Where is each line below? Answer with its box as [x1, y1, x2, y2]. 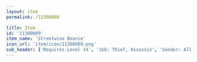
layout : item [6, 8, 38, 15]
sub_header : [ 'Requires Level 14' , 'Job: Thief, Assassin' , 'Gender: [6, 47, 182, 53]
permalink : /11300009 [6, 14, 60, 20]
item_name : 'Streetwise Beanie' [6, 36, 86, 42]
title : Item [6, 25, 35, 31]
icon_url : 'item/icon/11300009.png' [6, 41, 96, 47]
